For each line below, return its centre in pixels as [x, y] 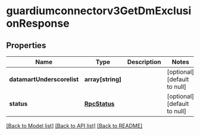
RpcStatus [99, 104]
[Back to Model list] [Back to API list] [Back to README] [74, 126]
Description [144, 62]
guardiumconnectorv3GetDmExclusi [99, 11]
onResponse [38, 23]
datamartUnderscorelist [44, 79]
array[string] [103, 79]
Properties [26, 45]
